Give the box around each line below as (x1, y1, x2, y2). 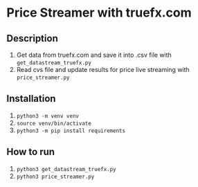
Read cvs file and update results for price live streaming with (16, 66, 190, 73)
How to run (6, 146, 55, 158)
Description (6, 33, 58, 44)
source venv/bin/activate (16, 120, 91, 127)
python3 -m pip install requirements (16, 127, 126, 134)
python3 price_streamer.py (16, 173, 95, 180)
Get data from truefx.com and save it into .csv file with (16, 51, 172, 59)
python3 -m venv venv (16, 112, 79, 119)
